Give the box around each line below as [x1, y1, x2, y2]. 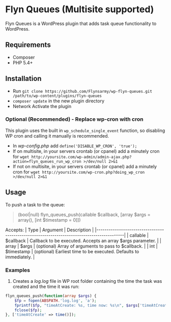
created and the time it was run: [12, 283, 80, 289]
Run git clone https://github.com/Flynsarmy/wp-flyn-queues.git [12, 88, 153, 94]
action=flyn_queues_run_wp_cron [12, 159, 81, 164]
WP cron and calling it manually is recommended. [5, 132, 109, 139]
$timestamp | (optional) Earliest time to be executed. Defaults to [5, 248, 139, 254]
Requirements [5, 41, 51, 49]
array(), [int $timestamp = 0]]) [17, 217, 81, 223]
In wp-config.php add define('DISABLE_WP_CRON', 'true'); [12, 143, 137, 149]
